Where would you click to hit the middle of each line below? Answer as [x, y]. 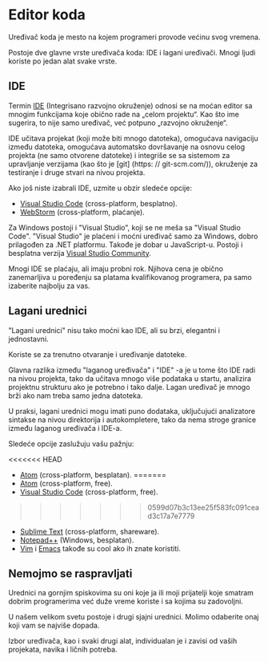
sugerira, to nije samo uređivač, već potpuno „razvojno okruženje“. [118, 123]
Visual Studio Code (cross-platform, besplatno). [98, 203]
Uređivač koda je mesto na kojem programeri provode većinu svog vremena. [134, 37]
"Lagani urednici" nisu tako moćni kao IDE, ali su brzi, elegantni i [114, 330]
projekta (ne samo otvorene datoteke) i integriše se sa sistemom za [119, 155]
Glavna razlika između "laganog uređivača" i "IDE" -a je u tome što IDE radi [132, 370]
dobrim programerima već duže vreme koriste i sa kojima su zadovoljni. [126, 601]
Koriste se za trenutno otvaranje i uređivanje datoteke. [98, 354]
